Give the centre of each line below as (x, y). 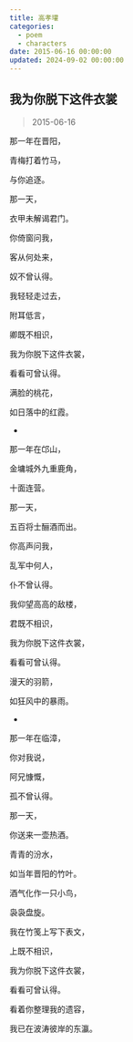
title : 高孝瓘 (34, 18)
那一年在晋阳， (37, 140)
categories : (32, 26)
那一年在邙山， (37, 449)
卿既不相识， (33, 335)
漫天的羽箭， (33, 681)
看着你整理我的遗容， (49, 1009)
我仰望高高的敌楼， (46, 604)
